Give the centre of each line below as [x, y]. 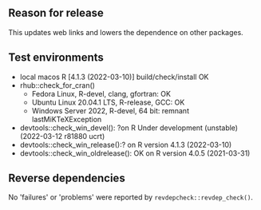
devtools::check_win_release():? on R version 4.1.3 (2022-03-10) [126, 145]
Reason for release [56, 13]
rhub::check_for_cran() [57, 85]
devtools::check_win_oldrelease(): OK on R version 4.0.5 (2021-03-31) [135, 153]
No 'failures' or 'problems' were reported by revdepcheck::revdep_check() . [131, 197]
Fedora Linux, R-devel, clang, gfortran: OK [101, 93]
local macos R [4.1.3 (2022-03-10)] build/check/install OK [114, 77]
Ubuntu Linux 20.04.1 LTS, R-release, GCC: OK [108, 102]
